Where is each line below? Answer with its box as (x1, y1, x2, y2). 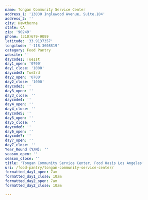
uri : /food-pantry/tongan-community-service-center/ (5, 165, 114, 170)
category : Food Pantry (5, 48, 51, 52)
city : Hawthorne (5, 20, 38, 26)
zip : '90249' (5, 30, 32, 34)
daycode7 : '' (5, 133, 32, 138)
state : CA (5, 25, 25, 30)
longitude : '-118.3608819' (5, 43, 60, 48)
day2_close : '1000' (5, 79, 45, 84)
